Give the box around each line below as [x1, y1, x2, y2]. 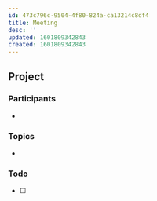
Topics [8, 130, 35, 141]
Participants [8, 93, 57, 104]
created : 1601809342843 [8, 41, 86, 49]
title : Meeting [8, 19, 58, 27]
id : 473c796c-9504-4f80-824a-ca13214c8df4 [8, 11, 149, 20]
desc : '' [8, 26, 37, 34]
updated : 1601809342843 [8, 33, 86, 42]
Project [8, 70, 45, 83]
